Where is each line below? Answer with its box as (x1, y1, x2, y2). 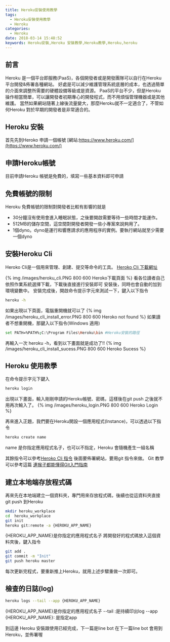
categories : (5, 26, 30, 31)
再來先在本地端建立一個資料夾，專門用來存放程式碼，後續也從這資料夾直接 (5, 492, 160, 498)
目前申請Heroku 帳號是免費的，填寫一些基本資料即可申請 (5, 173, 124, 179)
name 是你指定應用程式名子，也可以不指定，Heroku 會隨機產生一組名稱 (5, 445, 154, 451)
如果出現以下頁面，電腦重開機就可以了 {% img (5, 307, 102, 313)
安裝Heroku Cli (5, 250, 53, 258)
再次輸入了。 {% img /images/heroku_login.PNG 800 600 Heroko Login (9, 402, 158, 408)
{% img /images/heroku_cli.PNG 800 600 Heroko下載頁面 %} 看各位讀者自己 (5, 274, 165, 281)
